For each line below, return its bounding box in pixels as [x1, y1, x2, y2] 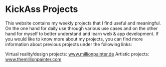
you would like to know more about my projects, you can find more [5, 36, 143, 42]
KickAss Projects [5, 3, 78, 15]
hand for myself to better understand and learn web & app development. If [5, 30, 159, 36]
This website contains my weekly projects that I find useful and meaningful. [5, 20, 161, 26]
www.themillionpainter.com [5, 56, 62, 62]
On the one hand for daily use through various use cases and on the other [5, 25, 158, 31]
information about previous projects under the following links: [5, 41, 132, 47]
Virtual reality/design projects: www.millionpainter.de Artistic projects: [5, 51, 149, 57]
